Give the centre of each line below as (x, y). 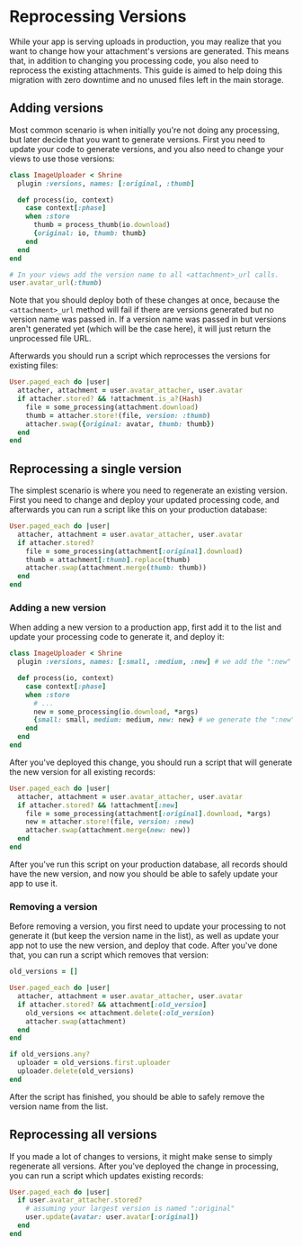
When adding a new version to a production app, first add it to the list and (146, 627)
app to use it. (34, 883)
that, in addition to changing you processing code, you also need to (134, 60)
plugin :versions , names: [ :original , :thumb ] (106, 183)
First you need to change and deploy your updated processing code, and (145, 500)
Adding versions (57, 109)
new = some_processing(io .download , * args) (116, 712)
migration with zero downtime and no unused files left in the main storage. (147, 79)
